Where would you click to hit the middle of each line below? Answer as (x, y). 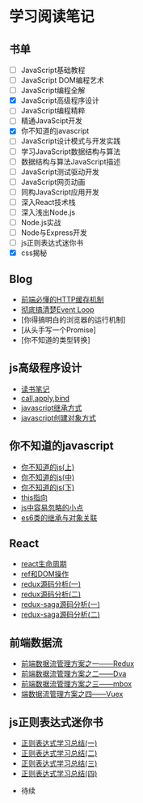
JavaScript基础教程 (53, 70)
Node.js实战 (41, 222)
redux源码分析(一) (51, 584)
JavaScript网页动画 (53, 182)
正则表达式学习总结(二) (59, 754)
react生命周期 (44, 564)
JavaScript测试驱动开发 (60, 172)
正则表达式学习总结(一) (59, 743)
